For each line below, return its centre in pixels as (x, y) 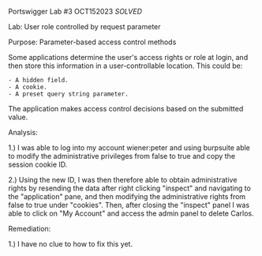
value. (18, 117)
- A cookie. (28, 87)
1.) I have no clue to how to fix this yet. (70, 244)
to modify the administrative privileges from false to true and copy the (122, 156)
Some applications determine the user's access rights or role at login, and (128, 57)
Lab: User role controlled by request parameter (84, 26)
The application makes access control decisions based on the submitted (126, 109)
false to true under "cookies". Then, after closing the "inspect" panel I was (129, 205)
